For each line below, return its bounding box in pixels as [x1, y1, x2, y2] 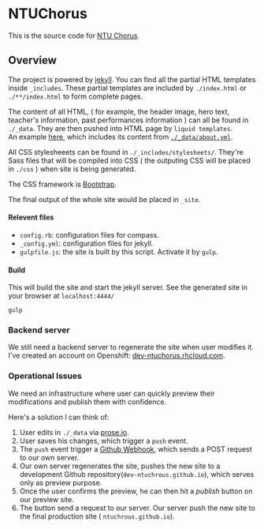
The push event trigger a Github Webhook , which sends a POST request [19, 444, 252, 454]
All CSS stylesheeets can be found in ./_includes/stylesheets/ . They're [8, 147, 244, 156]
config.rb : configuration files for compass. [19, 230, 159, 239]
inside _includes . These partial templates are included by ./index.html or [8, 83, 247, 92]
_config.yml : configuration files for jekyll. [19, 238, 154, 248]
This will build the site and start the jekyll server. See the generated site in [8, 283, 248, 292]
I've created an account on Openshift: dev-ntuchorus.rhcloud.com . [8, 351, 226, 360]
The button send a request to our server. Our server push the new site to [19, 503, 256, 512]
